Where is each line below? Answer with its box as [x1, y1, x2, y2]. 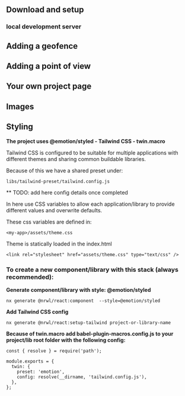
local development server [6, 23, 82, 31]
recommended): [6, 273, 54, 281]
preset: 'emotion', [17, 369, 65, 375]
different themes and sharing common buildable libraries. [6, 155, 146, 162]
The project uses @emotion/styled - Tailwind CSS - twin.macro [6, 137, 165, 144]
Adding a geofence [6, 41, 78, 51]
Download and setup [6, 5, 84, 15]
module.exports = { [6, 358, 55, 364]
